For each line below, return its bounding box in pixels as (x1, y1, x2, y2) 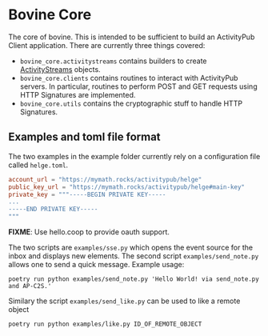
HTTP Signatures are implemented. (19, 90, 136, 99)
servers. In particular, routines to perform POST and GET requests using (19, 82, 258, 91)
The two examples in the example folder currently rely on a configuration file (8, 151, 261, 161)
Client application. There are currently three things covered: (8, 40, 206, 50)
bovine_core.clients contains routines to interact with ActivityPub (19, 73, 238, 82)
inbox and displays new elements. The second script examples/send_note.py (8, 251, 259, 261)
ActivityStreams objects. (19, 64, 102, 74)
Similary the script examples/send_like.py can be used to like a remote (8, 296, 241, 306)
